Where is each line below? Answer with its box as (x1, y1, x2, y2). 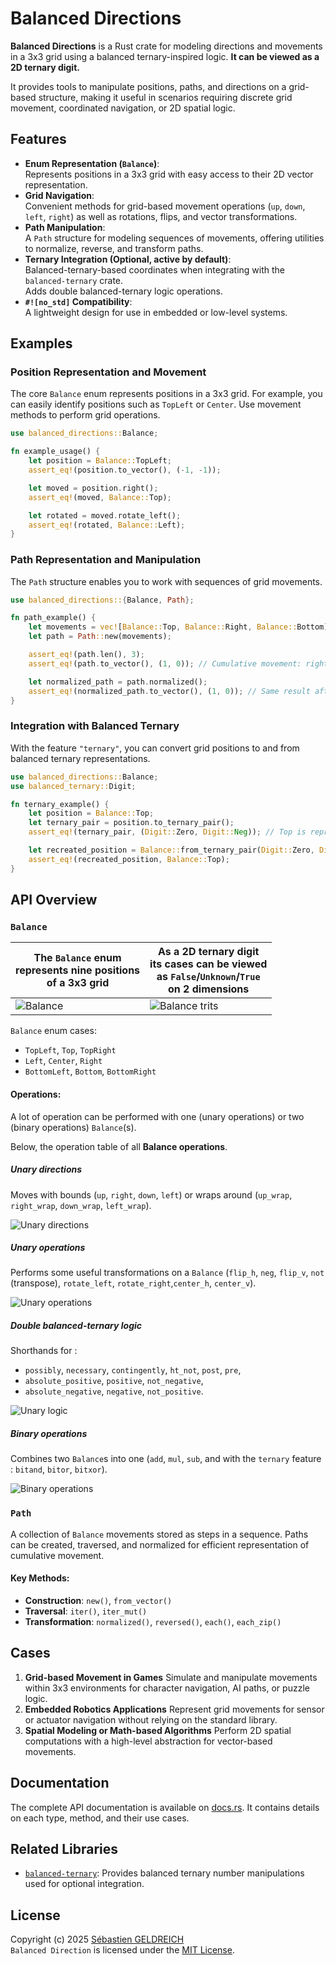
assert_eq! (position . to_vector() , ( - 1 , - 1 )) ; (28, 465, 222, 476)
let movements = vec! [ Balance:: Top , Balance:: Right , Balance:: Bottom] (28, 622, 329, 632)
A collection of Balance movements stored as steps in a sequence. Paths (10, 1528, 309, 1540)
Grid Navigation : (24, 189, 95, 201)
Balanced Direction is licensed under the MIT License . (10, 1944, 235, 1956)
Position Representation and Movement (10, 365, 207, 379)
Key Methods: (10, 1572, 70, 1584)
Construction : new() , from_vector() (24, 1594, 173, 1606)
